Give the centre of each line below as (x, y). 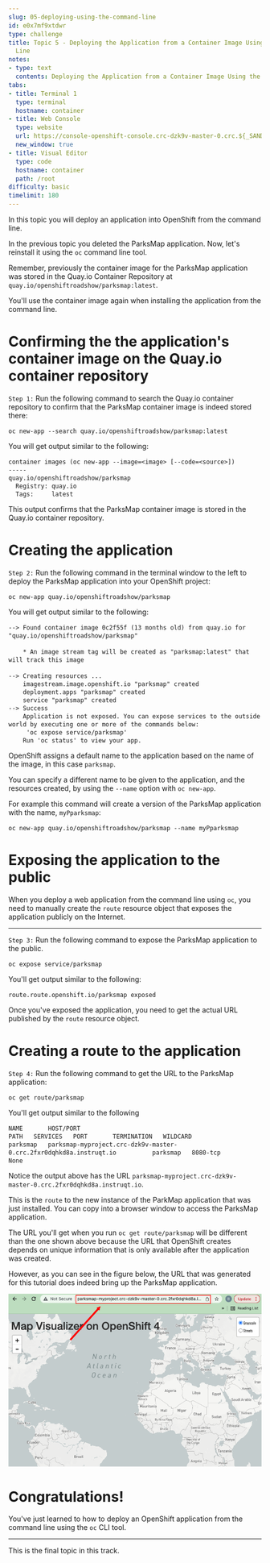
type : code (34, 161)
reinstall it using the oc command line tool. (78, 252)
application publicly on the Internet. (67, 917)
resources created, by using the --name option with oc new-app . (112, 788)
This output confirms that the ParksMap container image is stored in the (127, 509)
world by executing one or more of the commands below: (104, 724)
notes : (19, 60)
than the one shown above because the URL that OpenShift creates (120, 1241)
